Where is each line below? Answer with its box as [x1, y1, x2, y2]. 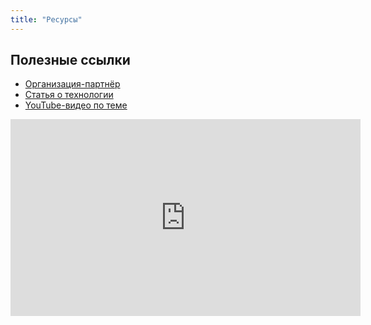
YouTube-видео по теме [24, 99, 128, 111]
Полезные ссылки [10, 52, 131, 69]
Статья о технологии [24, 89, 114, 101]
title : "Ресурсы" [10, 14, 83, 25]
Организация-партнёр [24, 78, 121, 90]
